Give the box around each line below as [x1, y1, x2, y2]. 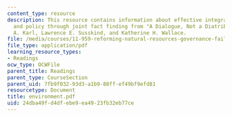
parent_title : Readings [7, 67, 76, 74]
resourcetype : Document [7, 87, 76, 94]
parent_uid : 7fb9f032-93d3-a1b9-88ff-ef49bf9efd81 [7, 81, 156, 87]
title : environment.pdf [7, 94, 76, 100]
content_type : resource [7, 10, 76, 17]
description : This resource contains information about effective [7, 17, 202, 23]
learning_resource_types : [7, 49, 81, 56]
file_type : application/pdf [7, 42, 88, 49]
